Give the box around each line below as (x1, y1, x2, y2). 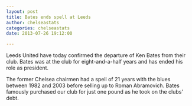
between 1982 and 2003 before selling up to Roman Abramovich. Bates (6, 82, 180, 89)
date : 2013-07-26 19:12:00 (6, 31, 73, 37)
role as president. (6, 64, 49, 71)
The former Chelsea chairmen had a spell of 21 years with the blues (6, 76, 171, 83)
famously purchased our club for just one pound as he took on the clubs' (6, 88, 184, 95)
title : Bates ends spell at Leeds (6, 14, 92, 20)
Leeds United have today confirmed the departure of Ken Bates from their (6, 52, 186, 59)
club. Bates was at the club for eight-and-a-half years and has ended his (6, 58, 183, 65)
